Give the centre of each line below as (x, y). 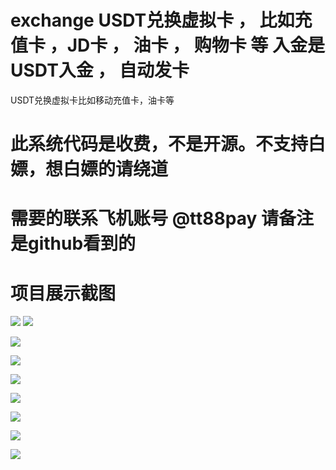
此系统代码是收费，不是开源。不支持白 (168, 144)
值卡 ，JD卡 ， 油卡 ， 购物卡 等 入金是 (168, 45)
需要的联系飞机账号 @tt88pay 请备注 (162, 218)
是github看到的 (73, 243)
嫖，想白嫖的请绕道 (89, 169)
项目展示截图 (63, 293)
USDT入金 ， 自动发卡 (100, 70)
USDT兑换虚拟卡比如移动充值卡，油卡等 (92, 100)
